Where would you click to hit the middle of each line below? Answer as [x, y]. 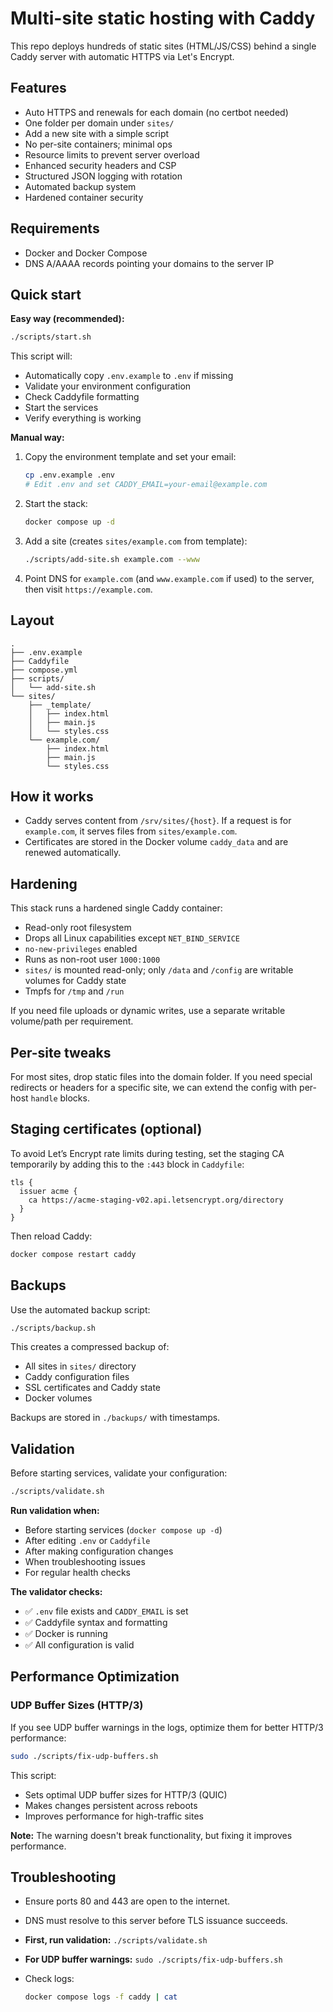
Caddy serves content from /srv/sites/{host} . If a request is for [158, 821]
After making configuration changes [99, 1551]
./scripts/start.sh [51, 337]
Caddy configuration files [77, 1377]
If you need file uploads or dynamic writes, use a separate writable [148, 1011]
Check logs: [49, 1979]
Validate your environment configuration [108, 386]
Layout [32, 620]
